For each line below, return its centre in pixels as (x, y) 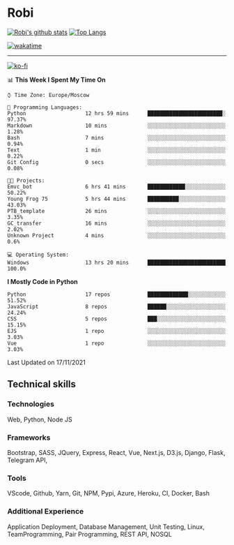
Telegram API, (27, 460)
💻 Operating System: (38, 255)
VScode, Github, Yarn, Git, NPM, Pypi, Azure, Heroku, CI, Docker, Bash (109, 493)
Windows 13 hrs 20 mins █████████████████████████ (117, 262)
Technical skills (42, 384)
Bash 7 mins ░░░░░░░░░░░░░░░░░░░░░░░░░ (117, 137)
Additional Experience (46, 512)
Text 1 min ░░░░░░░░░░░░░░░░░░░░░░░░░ (117, 150)
